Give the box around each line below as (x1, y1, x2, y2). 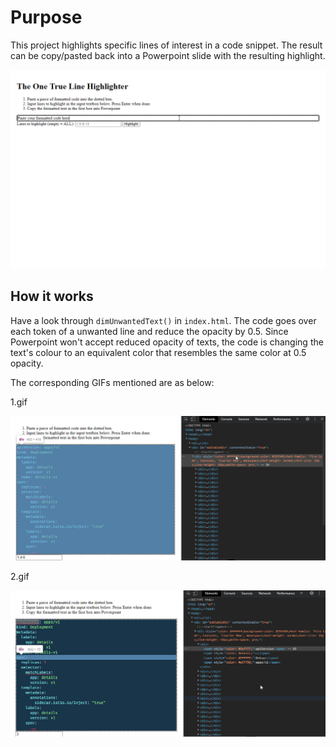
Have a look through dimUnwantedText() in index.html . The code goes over (10, 314, 317, 326)
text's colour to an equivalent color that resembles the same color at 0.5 (10, 346, 307, 358)
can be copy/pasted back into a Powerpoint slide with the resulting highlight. (10, 49, 326, 61)
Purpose (10, 6, 83, 29)
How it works (10, 288, 94, 305)
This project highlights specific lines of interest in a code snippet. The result (10, 39, 323, 51)
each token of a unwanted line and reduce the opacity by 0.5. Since (10, 325, 289, 337)
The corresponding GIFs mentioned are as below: (10, 376, 215, 388)
